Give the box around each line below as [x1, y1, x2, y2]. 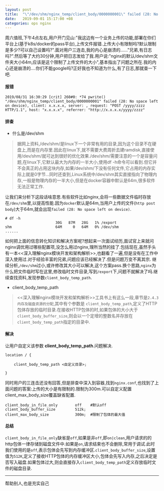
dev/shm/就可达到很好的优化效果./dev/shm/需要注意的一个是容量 [22, 153, 154, 159]
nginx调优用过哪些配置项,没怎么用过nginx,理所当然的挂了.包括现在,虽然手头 [5, 244, 156, 250]
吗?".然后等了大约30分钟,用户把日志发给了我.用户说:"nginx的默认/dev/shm [5, 53, 154, 59]
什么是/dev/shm [12, 130, 44, 136]
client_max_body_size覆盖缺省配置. [5, 392, 76, 398]
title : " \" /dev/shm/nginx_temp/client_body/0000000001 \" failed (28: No [5, 12, 159, 17]
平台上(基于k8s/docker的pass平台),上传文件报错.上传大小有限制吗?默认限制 [5, 41, 157, 47]
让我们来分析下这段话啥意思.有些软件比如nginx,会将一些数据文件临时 [5, 194, 143, 200]
